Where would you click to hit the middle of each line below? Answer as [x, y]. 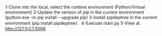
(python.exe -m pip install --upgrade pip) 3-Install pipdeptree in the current [81, 17]
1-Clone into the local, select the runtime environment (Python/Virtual [75, 7]
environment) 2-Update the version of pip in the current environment [75, 12]
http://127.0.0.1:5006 [26, 28]
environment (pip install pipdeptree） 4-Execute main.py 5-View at [72, 23]
